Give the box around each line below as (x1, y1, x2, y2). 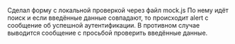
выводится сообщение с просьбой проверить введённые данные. (7, 28, 208, 37)
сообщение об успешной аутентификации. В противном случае (7, 21, 200, 29)
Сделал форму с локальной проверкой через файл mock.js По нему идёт (7, 6, 229, 14)
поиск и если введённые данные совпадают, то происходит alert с (7, 13, 209, 22)
